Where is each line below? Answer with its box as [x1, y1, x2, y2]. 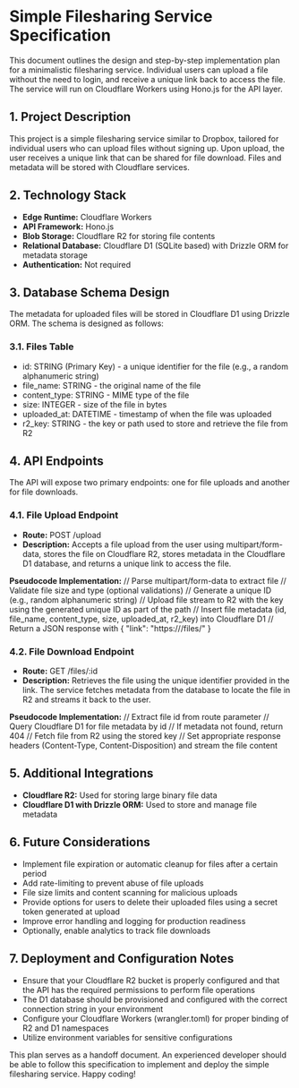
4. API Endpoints [9, 454, 105, 469]
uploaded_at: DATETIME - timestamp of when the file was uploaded [21, 408, 272, 419]
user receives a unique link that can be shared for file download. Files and [9, 152, 282, 163]
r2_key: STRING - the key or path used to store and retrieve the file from [21, 418, 288, 429]
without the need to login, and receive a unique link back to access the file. [9, 73, 286, 84]
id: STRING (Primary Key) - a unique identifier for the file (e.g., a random [21, 361, 289, 372]
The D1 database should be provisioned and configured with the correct [21, 994, 288, 1005]
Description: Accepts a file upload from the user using [21, 539, 225, 550]
